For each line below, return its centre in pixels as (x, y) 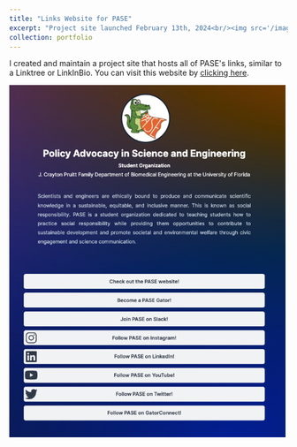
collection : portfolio (51, 37)
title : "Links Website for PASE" (71, 19)
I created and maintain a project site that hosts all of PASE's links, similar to (146, 64)
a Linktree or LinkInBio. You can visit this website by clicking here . (129, 73)
